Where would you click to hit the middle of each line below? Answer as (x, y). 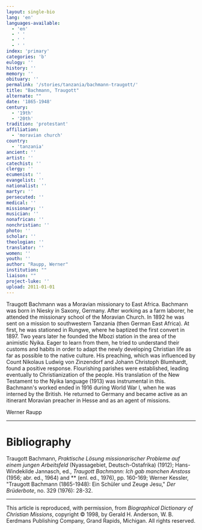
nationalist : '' (26, 186)
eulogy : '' (20, 62)
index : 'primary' (28, 51)
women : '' (19, 253)
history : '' (21, 68)
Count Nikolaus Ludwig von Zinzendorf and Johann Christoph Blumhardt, (97, 362)
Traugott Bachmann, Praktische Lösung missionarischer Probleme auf (93, 459)
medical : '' (21, 203)
